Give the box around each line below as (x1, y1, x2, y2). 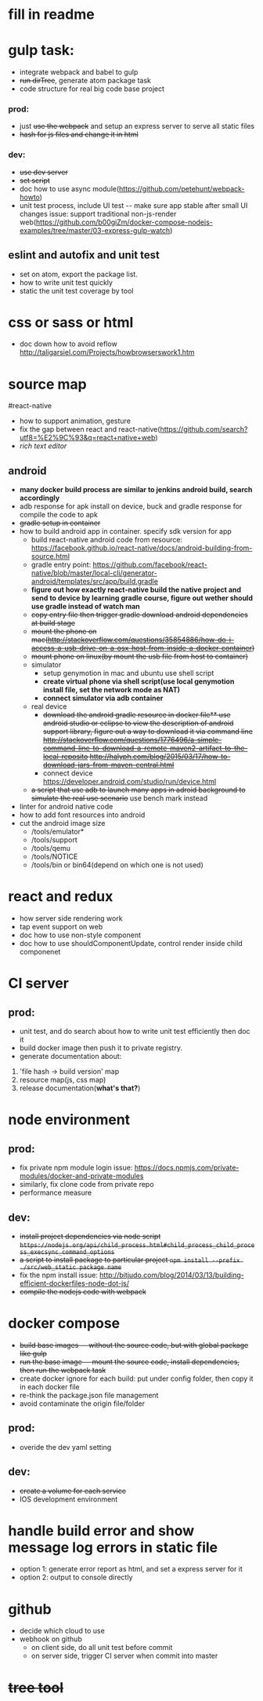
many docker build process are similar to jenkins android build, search (19, 485, 253, 495)
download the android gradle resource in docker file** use (42, 710, 231, 720)
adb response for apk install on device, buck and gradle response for (19, 502, 243, 511)
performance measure (19, 1188, 92, 1198)
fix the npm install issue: (19, 1270, 98, 1279)
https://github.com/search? (160, 425, 248, 434)
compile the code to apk (19, 510, 98, 520)
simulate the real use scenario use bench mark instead (31, 794, 208, 803)
